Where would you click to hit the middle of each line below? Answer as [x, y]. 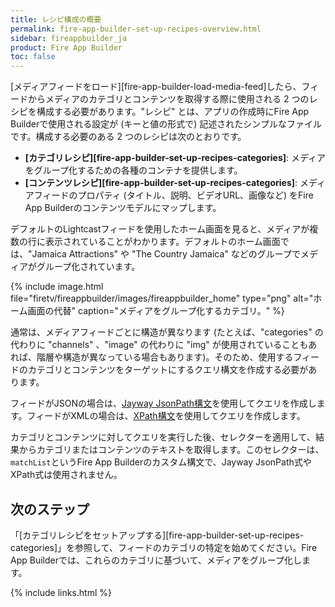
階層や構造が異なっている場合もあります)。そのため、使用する [165, 357]
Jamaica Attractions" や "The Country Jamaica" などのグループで [166, 254]
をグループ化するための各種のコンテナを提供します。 [133, 170]
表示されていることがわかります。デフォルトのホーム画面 [162, 242]
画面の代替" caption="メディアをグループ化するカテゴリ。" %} [156, 311]
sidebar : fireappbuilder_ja [69, 38]
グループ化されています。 [88, 267]
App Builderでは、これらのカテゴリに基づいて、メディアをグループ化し [156, 560]
